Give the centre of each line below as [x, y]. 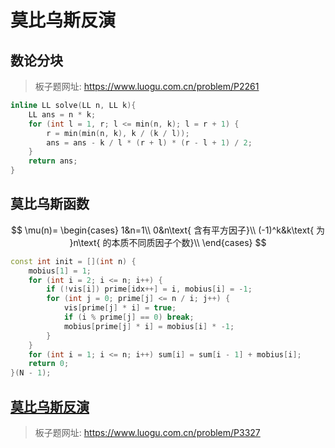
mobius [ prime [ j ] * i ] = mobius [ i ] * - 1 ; [149, 326]
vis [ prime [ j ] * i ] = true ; [120, 308]
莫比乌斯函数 [50, 204]
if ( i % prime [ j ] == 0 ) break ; [129, 317]
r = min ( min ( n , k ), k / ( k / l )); [118, 133]
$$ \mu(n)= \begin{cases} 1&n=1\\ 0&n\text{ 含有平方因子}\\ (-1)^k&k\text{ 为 [168, 230]
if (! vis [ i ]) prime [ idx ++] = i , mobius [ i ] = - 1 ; [149, 289]
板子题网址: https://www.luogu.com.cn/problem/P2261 [147, 86]
